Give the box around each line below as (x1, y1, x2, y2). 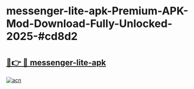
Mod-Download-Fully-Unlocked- (6, 17, 172, 30)
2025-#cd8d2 (6, 30, 78, 43)
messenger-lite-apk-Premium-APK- (6, 4, 189, 18)
